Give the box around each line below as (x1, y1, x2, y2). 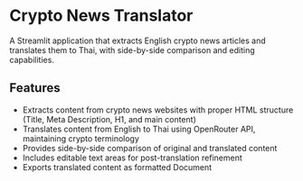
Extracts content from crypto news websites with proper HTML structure (22, 104, 294, 115)
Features (9, 80, 61, 95)
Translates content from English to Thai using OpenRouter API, (22, 123, 256, 134)
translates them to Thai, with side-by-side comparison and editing (9, 44, 255, 55)
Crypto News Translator (9, 5, 194, 26)
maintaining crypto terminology (22, 132, 140, 144)
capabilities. (9, 54, 54, 65)
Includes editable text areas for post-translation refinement (22, 152, 242, 163)
